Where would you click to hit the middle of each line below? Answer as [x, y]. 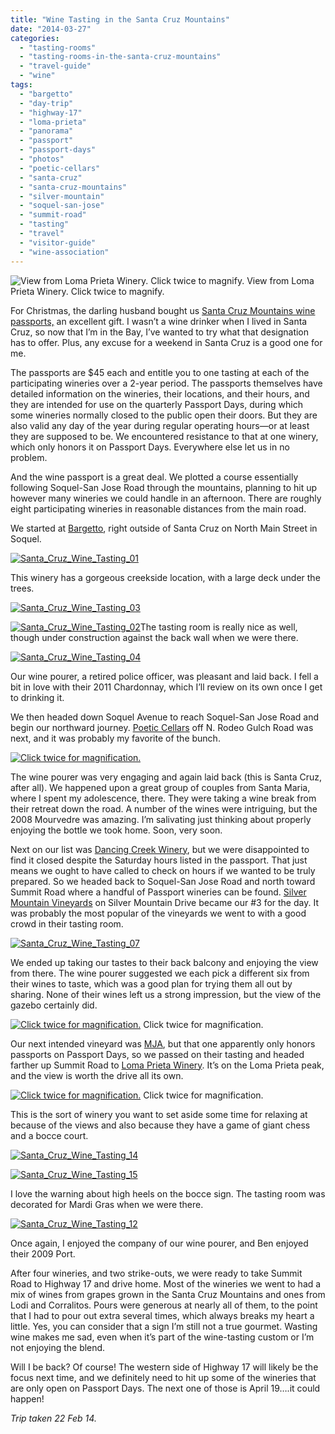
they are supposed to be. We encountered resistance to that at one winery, [164, 436]
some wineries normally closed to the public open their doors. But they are [164, 415]
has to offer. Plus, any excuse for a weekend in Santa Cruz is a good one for [166, 342]
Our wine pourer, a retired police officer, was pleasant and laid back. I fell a [164, 676]
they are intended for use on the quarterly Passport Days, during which [156, 404]
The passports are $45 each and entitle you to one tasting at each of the [160, 372]
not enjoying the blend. [58, 1347]
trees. [22, 588]
